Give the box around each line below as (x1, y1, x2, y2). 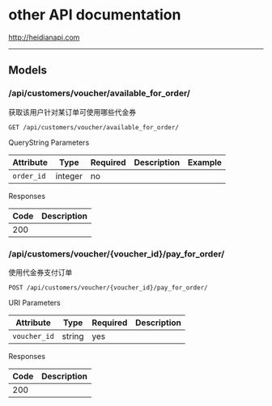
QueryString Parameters (8, 137, 90, 147)
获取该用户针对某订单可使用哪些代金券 (8, 107, 136, 116)
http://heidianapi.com (8, 32, 80, 42)
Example (187, 156, 223, 167)
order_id (12, 171, 46, 180)
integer (55, 170, 83, 181)
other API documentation (8, 6, 181, 24)
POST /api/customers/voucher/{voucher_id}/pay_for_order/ (8, 283, 208, 292)
